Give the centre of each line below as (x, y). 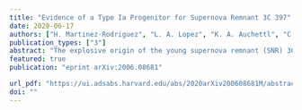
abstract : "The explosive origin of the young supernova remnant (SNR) (146, 51)
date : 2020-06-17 (42, 26)
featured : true (38, 59)
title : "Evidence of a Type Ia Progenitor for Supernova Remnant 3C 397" (151, 17)
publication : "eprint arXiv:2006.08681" (86, 68)
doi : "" (24, 92)
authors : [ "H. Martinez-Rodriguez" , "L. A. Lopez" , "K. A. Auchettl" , (144, 34)
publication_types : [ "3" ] (58, 42)
